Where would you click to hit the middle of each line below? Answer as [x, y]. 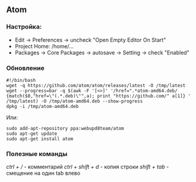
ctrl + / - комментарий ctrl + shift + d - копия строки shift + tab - [88, 167]
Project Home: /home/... [44, 46]
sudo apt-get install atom [40, 139]
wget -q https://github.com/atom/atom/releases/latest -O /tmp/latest [96, 85]
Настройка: [24, 27]
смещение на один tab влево [43, 173]
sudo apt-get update [32, 134]
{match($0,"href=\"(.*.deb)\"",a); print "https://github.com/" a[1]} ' [99, 96]
